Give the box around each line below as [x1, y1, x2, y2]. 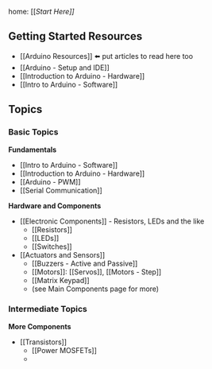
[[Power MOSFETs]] [31, 345, 98, 355]
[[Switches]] [31, 242, 73, 251]
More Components [8, 321, 71, 331]
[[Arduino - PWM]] [19, 177, 81, 186]
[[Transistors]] [19, 337, 67, 347]
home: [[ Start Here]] [8, 7, 75, 16]
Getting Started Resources [8, 29, 143, 43]
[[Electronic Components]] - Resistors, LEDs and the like [19, 216, 205, 226]
